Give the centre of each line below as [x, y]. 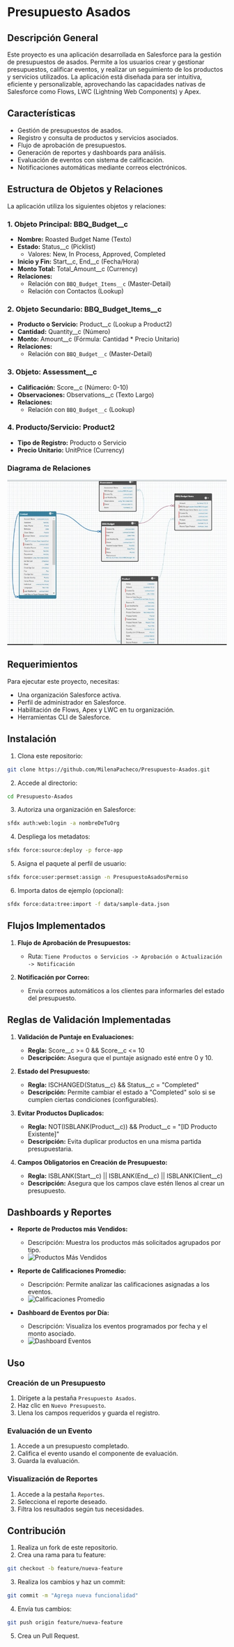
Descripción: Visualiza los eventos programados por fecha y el [117, 1326]
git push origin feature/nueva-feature [65, 1623]
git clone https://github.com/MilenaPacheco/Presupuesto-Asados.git [109, 769]
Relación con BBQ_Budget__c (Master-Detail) [90, 354]
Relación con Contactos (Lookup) [76, 291]
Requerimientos [42, 665]
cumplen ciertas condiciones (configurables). [93, 1099]
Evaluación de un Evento [50, 1431]
